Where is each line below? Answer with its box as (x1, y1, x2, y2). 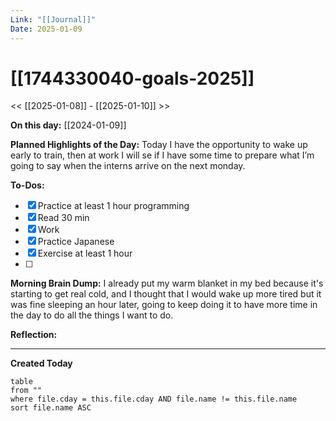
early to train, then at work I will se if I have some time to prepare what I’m (10, 149, 315, 161)
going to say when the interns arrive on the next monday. (10, 160, 246, 172)
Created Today (10, 357, 73, 370)
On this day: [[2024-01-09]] (10, 119, 127, 131)
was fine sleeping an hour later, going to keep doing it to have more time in (10, 299, 318, 311)
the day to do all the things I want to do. (10, 309, 174, 321)
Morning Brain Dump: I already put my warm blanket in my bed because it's (10, 277, 324, 290)
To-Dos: (10, 179, 45, 191)
